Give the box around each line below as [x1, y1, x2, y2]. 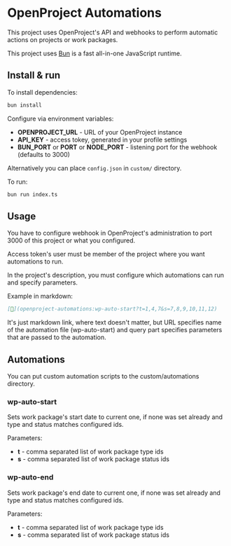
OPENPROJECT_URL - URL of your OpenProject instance [17, 128, 183, 136]
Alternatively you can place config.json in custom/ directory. [7, 163, 182, 172]
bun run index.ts [7, 191, 58, 198]
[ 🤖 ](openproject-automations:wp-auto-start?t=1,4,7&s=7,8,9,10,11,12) [7, 306, 218, 313]
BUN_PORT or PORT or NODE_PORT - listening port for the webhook [17, 142, 218, 151]
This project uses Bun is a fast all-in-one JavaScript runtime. [7, 49, 182, 57]
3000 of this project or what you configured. [7, 236, 136, 245]
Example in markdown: [7, 292, 73, 301]
